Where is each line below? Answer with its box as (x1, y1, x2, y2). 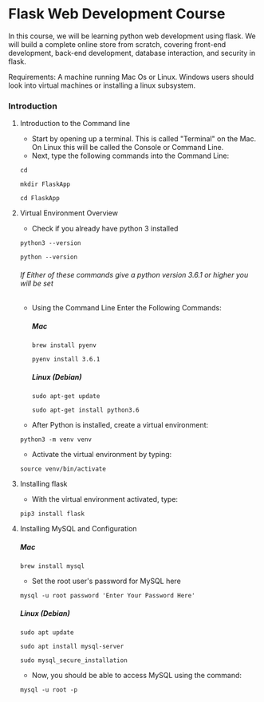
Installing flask (19, 479, 68, 489)
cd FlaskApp (19, 195, 60, 203)
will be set (19, 278, 53, 288)
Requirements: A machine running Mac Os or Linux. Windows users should (8, 72, 254, 81)
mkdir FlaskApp (19, 180, 71, 188)
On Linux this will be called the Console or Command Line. (31, 143, 224, 152)
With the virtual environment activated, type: (31, 495, 178, 504)
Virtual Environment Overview (19, 208, 118, 218)
